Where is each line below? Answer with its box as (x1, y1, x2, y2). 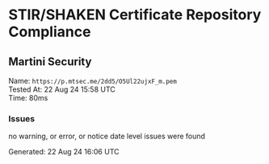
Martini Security (8, 55, 92, 68)
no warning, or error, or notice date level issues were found (8, 131, 206, 141)
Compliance (8, 23, 91, 41)
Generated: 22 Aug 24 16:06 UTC (8, 147, 120, 157)
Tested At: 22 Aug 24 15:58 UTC (8, 84, 116, 94)
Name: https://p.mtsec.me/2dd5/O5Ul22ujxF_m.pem (8, 76, 178, 85)
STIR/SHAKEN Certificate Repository (8, 6, 262, 24)
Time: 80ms (8, 93, 48, 102)
